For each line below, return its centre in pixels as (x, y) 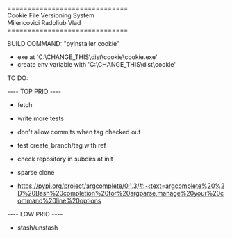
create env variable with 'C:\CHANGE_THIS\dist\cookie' (96, 64)
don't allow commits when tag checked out (79, 132)
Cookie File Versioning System (51, 15)
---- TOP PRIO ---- (34, 92)
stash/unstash (38, 228)
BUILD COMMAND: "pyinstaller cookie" (64, 43)
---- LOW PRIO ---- (35, 214)
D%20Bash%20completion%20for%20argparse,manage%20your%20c (121, 193)
